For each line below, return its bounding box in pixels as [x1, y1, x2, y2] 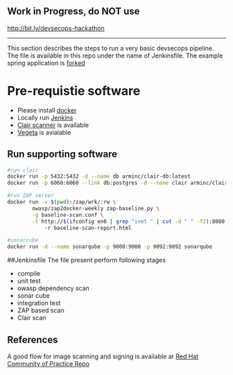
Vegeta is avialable [17, 128, 71, 136]
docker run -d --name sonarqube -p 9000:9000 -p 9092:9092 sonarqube [7, 243, 213, 251]
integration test [17, 299, 61, 308]
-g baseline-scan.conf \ [32, 211, 104, 218]
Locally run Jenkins [17, 113, 74, 122]
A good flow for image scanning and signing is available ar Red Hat [7, 352, 199, 360]
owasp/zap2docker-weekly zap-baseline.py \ [32, 205, 159, 212]
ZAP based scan [17, 306, 64, 315]
